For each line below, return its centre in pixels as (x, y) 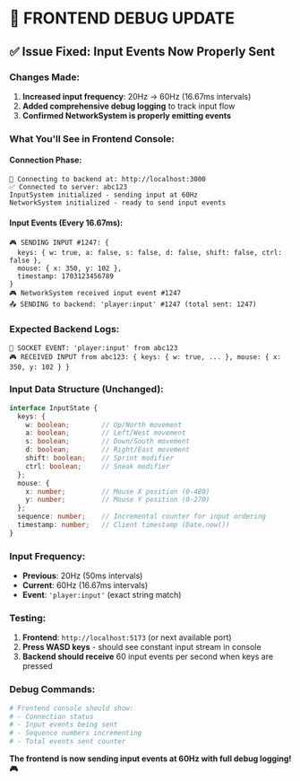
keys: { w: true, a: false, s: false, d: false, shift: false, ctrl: (150, 253)
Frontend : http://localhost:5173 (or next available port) (127, 637)
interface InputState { (54, 408)
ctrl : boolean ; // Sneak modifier (98, 466)
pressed (38, 666)
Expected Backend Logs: (64, 329)
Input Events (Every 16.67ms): (66, 223)
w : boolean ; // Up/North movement (103, 425)
